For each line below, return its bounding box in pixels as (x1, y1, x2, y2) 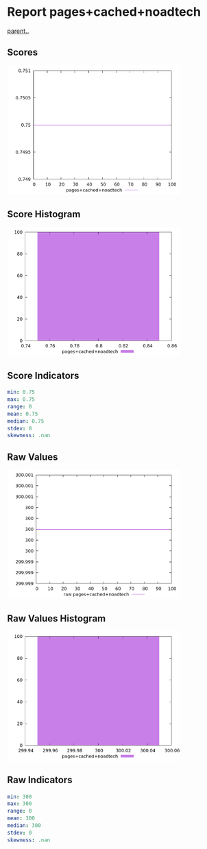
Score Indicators (7, 369, 80, 381)
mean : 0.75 (7, 410, 38, 417)
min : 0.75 (7, 389, 36, 396)
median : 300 (7, 822, 41, 829)
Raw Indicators (7, 774, 73, 786)
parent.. (7, 27, 29, 35)
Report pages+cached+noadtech (7, 4, 201, 20)
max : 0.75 (7, 396, 36, 403)
